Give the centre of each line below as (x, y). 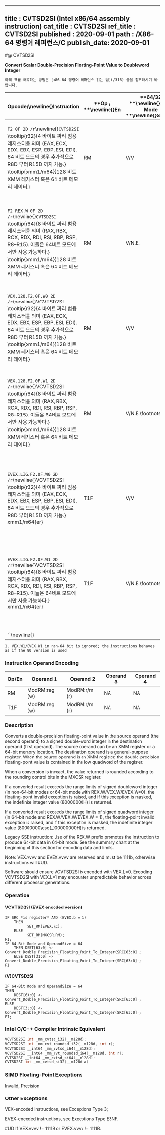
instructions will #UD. (27, 863)
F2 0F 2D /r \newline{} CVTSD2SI (43, 129)
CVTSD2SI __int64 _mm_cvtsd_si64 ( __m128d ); (50, 1058)
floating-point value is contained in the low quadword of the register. (74, 762)
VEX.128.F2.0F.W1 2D (31, 381)
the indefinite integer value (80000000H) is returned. (59, 802)
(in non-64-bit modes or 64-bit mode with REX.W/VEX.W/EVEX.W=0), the (80, 792)
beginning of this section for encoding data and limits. (60, 848)
